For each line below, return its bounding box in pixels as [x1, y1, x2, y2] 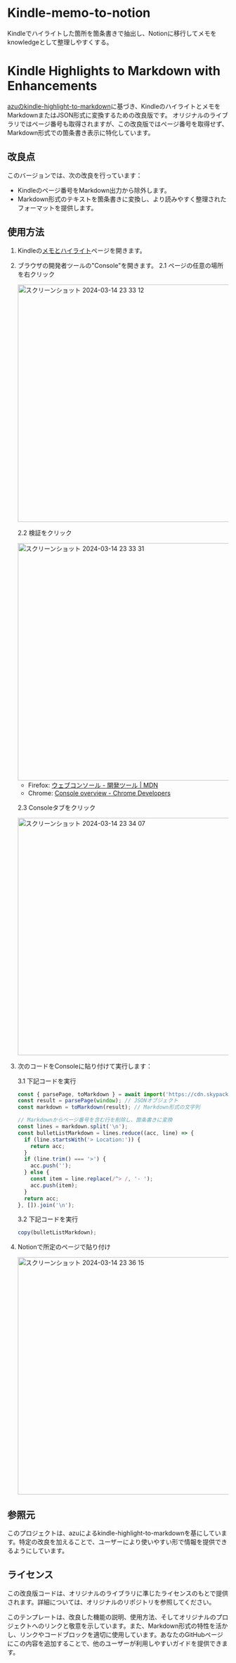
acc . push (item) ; [30, 1182, 78, 1189]
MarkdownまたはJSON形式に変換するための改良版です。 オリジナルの [7, 110, 210, 119]
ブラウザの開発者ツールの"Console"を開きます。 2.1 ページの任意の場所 [17, 261, 224, 269]
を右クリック [17, 269, 55, 279]
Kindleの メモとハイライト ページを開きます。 [17, 246, 146, 255]
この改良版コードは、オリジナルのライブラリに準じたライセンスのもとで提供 [7, 1588, 229, 1598]
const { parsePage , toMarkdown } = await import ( [17, 1090, 166, 1098]
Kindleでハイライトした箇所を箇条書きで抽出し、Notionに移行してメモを [7, 29, 217, 37]
